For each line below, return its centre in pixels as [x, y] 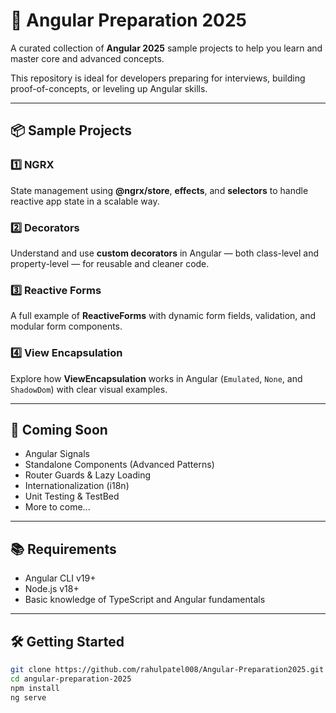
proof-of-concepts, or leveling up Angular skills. [109, 88]
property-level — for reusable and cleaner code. [110, 263]
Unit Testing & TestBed [72, 496]
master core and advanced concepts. [87, 58]
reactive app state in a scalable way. [85, 201]
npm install [35, 688]
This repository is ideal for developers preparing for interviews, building [158, 78]
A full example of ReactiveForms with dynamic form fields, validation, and [163, 316]
